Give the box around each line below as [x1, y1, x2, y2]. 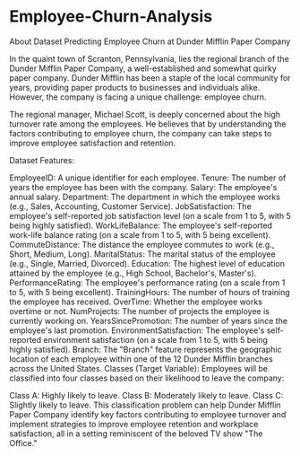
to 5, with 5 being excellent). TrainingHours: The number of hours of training [9, 286, 291, 297]
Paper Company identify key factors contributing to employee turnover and [9, 408, 287, 419]
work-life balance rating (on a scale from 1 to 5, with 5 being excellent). [9, 229, 271, 240]
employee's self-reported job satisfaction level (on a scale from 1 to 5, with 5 [9, 210, 291, 221]
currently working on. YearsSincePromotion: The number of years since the [9, 315, 288, 326]
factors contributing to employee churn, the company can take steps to [9, 127, 272, 138]
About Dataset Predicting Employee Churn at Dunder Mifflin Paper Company [9, 36, 291, 47]
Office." [9, 437, 38, 448]
